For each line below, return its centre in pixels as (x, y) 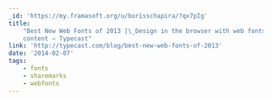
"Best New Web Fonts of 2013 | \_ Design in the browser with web (134, 31)
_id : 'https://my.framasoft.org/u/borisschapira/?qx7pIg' (108, 16)
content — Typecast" (57, 38)
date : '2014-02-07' (41, 53)
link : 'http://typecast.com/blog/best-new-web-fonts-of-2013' (115, 46)
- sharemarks (45, 76)
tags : (17, 61)
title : (19, 23)
